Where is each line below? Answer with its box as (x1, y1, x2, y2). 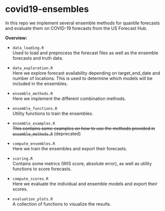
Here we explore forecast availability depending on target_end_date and (12, 70, 161, 76)
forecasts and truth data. (12, 55, 63, 61)
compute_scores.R (12, 176, 49, 181)
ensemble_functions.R (12, 106, 57, 111)
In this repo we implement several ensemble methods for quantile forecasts (5, 20, 160, 26)
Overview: (5, 35, 27, 41)
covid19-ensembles (5, 3, 89, 15)
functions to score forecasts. (12, 166, 72, 172)
